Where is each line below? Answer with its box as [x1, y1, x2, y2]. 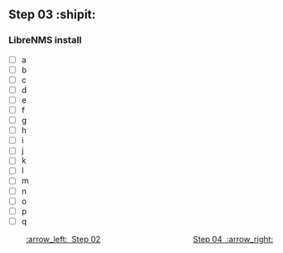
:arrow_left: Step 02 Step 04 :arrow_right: [25, 233, 274, 244]
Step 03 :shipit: [8, 7, 96, 22]
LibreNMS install [8, 34, 82, 46]
